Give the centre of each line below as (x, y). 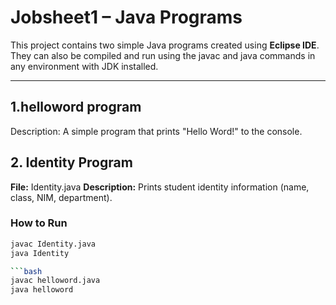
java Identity (40, 253)
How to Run (39, 223)
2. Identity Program (71, 162)
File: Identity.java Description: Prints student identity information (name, (160, 187)
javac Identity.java (53, 244)
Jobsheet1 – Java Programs (126, 17)
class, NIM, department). (61, 197)
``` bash (26, 271)
